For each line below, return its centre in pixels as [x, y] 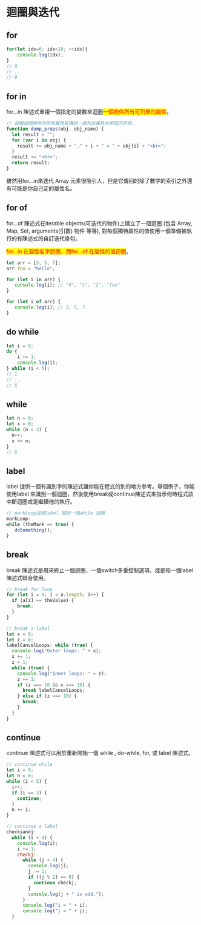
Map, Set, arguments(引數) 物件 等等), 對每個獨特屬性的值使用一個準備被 [97, 231]
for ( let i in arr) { [34, 279]
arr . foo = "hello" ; [31, 268]
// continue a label [32, 827]
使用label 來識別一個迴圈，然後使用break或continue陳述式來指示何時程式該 [100, 494]
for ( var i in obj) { [39, 140]
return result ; [31, 163]
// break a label [28, 628]
